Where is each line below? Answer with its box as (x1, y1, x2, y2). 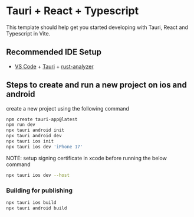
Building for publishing (6, 186, 73, 195)
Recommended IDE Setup (6, 47, 102, 57)
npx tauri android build (6, 205, 67, 211)
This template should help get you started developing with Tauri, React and (6, 24, 189, 31)
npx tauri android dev (6, 133, 62, 139)
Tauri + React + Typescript (6, 4, 139, 18)
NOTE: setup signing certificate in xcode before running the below (6, 154, 167, 161)
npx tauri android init (6, 127, 65, 134)
